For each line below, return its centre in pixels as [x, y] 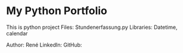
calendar [17, 33]
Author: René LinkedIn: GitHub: [44, 45]
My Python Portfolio [57, 11]
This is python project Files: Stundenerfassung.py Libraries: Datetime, [92, 27]
